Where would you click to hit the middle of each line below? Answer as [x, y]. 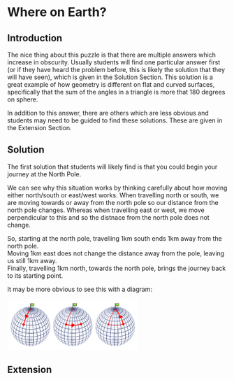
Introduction [35, 38]
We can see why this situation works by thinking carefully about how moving [117, 188]
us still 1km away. [32, 260]
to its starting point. [35, 275]
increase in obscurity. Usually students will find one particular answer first [114, 62]
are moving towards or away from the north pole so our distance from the [113, 202]
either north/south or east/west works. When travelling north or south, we [113, 195]
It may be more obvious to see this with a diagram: [80, 289]
